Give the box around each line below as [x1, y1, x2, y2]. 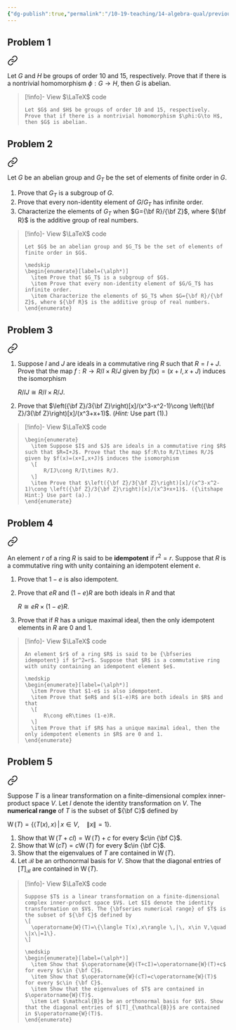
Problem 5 [7, 756, 53, 768]
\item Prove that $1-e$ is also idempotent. [31, 687, 164, 694]
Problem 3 [7, 324, 53, 336]
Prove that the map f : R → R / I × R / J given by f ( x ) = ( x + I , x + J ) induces [17, 367, 226, 375]
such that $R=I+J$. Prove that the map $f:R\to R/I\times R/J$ [24, 448, 214, 456]
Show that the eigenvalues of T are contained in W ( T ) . [17, 848, 176, 857]
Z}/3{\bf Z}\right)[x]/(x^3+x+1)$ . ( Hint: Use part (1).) [17, 409, 169, 417]
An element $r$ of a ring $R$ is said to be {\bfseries [24, 651, 192, 658]
